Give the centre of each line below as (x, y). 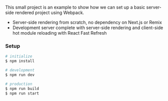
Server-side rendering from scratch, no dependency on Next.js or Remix (87, 22)
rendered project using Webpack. (49, 13)
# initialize (19, 57)
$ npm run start (22, 93)
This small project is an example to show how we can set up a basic (75, 7)
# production (19, 84)
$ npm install (20, 61)
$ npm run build (22, 88)
